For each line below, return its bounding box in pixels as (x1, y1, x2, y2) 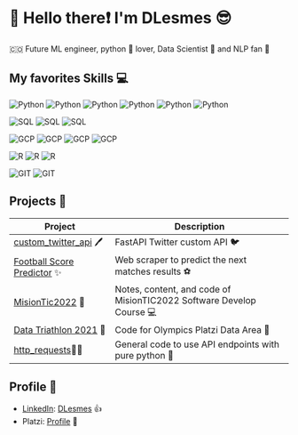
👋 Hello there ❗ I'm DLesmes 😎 (9, 8, 232, 28)
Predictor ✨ (13, 267, 62, 279)
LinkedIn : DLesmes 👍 (21, 403, 102, 415)
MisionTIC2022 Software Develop (114, 294, 257, 306)
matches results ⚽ (114, 265, 192, 278)
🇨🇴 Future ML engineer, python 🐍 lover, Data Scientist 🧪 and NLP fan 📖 (9, 43, 271, 54)
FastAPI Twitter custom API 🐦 (114, 236, 240, 248)
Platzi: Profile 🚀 (21, 416, 78, 427)
